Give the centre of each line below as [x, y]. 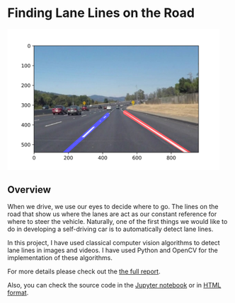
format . [18, 293]
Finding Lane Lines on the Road [101, 13]
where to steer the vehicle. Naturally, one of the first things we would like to [117, 222]
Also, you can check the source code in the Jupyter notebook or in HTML [114, 285]
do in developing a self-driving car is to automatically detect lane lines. [110, 229]
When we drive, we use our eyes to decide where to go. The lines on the [113, 207]
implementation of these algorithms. [60, 258]
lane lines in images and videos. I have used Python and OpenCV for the [113, 250]
